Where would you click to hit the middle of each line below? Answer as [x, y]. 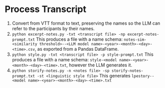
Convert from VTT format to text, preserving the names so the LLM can [86, 23]
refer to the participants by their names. [53, 28]
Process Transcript [46, 9]
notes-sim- [135, 39]
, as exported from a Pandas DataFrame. [77, 49]
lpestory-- [143, 76]
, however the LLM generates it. [99, 65]
